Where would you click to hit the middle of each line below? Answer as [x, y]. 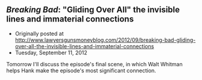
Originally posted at [39, 33]
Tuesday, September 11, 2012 [51, 53]
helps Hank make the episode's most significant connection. [81, 70]
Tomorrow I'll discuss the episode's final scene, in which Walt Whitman [94, 64]
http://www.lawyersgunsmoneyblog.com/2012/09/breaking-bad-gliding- [105, 40]
